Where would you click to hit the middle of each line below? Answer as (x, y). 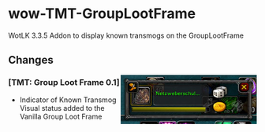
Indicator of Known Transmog (68, 100)
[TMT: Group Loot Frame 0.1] (64, 82)
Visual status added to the (62, 108)
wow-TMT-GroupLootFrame (102, 14)
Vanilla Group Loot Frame (61, 116)
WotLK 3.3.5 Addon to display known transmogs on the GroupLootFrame (126, 35)
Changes (31, 60)
